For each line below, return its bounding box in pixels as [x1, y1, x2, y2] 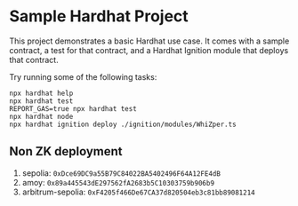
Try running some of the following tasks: [9, 71, 157, 82]
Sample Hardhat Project [9, 6, 189, 27]
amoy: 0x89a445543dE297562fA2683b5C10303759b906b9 [21, 177, 215, 187]
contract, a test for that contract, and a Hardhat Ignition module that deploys [9, 44, 289, 55]
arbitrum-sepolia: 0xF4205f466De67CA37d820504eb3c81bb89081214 [21, 186, 255, 197]
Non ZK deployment [9, 144, 123, 159]
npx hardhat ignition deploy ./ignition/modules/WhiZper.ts [9, 120, 238, 129]
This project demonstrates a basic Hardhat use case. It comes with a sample [9, 36, 290, 46]
